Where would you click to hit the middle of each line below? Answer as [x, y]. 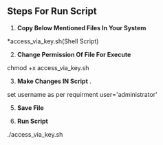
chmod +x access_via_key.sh [48, 67]
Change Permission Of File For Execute [74, 54]
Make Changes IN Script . [54, 81]
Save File [30, 108]
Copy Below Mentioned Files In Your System [81, 27]
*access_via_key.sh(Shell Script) [53, 41]
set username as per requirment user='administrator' [82, 94]
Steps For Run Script [52, 11]
